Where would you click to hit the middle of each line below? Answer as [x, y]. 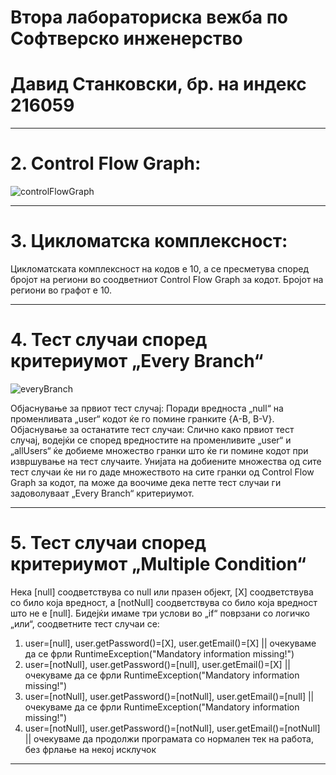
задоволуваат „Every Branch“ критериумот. [102, 493]
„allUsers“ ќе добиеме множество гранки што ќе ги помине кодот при [159, 450]
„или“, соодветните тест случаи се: [85, 623]
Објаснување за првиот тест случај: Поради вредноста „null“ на [147, 408]
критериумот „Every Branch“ [137, 361]
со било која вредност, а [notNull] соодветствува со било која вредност [164, 602]
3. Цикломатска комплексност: [149, 241]
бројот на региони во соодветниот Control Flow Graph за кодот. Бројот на [167, 279]
